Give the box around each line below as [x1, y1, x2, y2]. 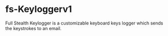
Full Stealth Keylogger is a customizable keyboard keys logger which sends [5, 20, 163, 26]
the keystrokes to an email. [5, 25, 62, 31]
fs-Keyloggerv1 [5, 3, 72, 15]
